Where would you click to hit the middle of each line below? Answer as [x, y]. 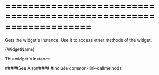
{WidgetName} [20, 49]
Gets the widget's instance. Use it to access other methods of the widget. [79, 40]
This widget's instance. [28, 59]
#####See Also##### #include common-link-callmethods [64, 68]
